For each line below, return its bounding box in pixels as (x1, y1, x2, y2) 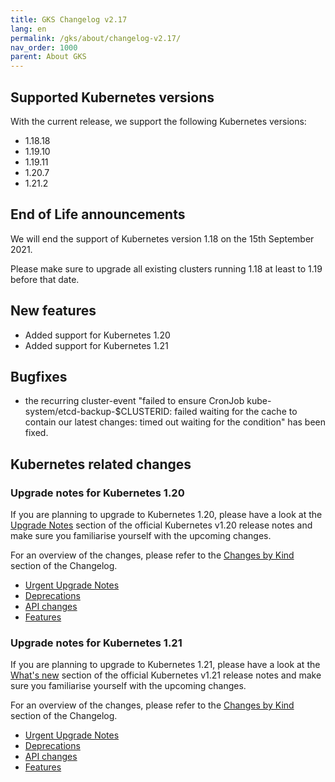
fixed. (24, 427, 49, 439)
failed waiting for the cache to (174, 406, 298, 418)
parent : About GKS (10, 52, 87, 62)
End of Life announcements (10, 206, 186, 223)
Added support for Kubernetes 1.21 (24, 339, 169, 351)
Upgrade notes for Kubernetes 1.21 (10, 636, 183, 650)
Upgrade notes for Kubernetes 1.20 (10, 486, 185, 500)
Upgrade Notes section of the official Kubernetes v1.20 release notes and (10, 519, 313, 531)
